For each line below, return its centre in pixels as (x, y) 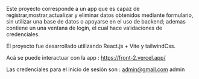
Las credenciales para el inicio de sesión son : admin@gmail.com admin (96, 69)
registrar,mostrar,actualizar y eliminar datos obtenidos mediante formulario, (100, 15)
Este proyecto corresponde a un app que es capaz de (73, 9)
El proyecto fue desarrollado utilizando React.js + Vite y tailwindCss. (91, 46)
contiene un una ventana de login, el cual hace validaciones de (84, 28)
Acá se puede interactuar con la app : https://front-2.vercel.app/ (86, 58)
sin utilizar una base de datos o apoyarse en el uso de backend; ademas (96, 21)
